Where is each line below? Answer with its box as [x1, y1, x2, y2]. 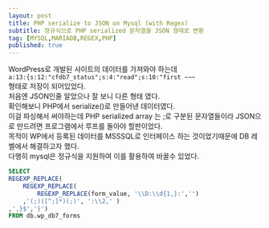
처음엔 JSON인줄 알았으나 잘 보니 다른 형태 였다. [8, 91, 161, 101]
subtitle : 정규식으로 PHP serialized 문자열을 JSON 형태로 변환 [8, 26, 205, 34]
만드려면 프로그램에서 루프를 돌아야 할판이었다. [16, 122, 163, 131]
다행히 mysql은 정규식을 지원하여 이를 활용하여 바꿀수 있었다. [8, 151, 199, 161]
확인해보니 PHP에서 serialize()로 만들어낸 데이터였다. [8, 102, 175, 111]
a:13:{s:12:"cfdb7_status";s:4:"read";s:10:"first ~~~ [8, 74, 196, 82]
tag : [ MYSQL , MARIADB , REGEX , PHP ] [8, 34, 116, 42]
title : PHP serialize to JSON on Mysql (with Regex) [8, 19, 189, 27]
